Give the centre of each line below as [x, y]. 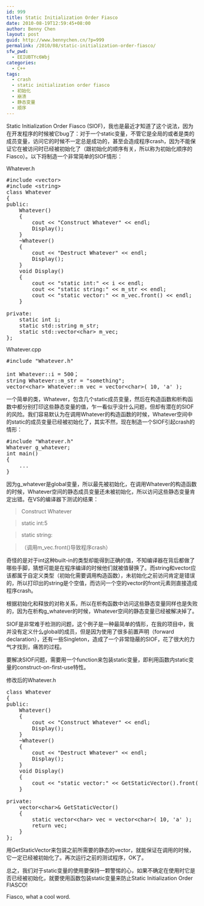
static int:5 [34, 523]
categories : [21, 63]
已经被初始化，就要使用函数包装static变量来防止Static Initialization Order [102, 878]
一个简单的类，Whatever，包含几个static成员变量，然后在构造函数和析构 [97, 399]
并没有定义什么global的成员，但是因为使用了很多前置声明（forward [90, 631]
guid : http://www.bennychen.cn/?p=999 [55, 40]
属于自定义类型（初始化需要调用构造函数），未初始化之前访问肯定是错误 [106, 575]
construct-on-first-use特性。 [53, 667]
